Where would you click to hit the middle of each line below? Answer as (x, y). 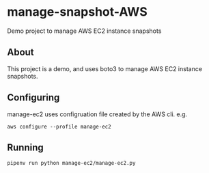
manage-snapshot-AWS (78, 12)
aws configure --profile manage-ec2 (59, 127)
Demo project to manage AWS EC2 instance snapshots (84, 31)
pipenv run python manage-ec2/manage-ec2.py (71, 163)
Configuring (33, 97)
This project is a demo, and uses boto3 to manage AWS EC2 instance (105, 68)
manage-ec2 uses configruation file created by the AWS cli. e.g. (97, 114)
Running (26, 147)
